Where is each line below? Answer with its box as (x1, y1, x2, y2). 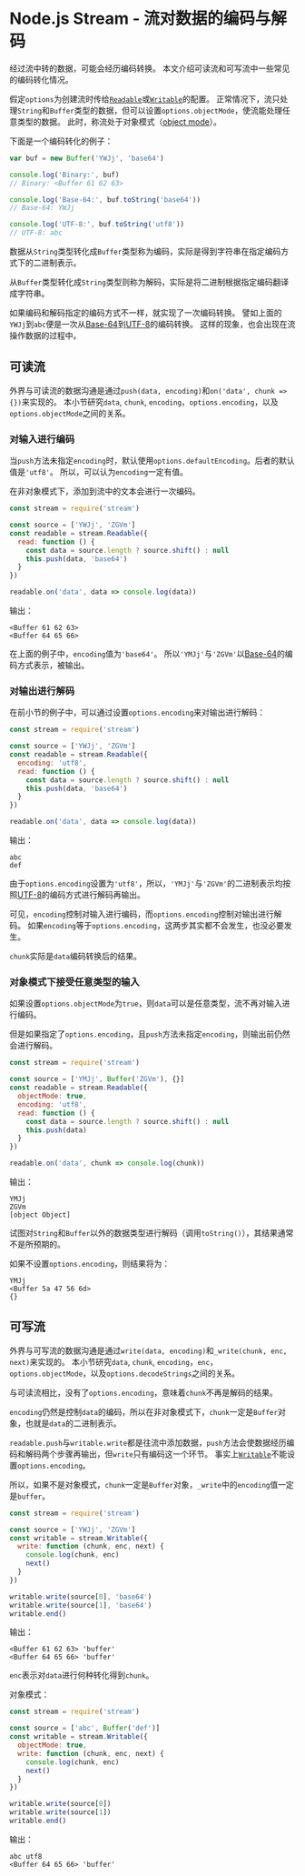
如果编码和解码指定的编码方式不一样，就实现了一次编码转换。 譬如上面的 (9, 307, 282, 318)
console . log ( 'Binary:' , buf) (9, 170, 120, 179)
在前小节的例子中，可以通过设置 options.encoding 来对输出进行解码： (9, 707, 266, 718)
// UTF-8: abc (9, 228, 64, 237)
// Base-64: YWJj (9, 204, 75, 213)
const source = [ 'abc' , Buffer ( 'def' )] (9, 1724, 161, 1733)
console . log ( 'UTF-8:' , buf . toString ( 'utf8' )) (9, 220, 184, 229)
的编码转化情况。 (9, 74, 74, 85)
